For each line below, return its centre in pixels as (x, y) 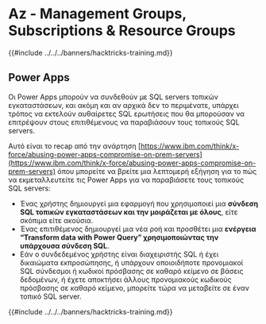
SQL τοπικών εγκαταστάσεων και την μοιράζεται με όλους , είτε (129, 212)
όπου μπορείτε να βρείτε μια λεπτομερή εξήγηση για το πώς (157, 171)
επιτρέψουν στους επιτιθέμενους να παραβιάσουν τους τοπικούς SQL (124, 122)
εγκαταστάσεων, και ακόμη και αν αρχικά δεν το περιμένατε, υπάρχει (124, 105)
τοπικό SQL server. (50, 296)
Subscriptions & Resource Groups (122, 31)
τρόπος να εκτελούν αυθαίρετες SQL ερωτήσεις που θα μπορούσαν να (126, 114)
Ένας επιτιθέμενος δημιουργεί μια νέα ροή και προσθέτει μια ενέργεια (138, 229)
